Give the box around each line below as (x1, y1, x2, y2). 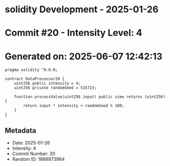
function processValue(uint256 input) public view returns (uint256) (14, 94, 166, 99)
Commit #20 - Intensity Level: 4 (5, 27, 142, 39)
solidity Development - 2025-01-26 (5, 4, 159, 15)
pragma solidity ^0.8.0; (5, 68, 58, 73)
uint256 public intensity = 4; (14, 81, 81, 86)
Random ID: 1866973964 (12, 156, 65, 162)
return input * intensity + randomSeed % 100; (23, 103, 124, 109)
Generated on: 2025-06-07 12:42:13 (5, 50, 162, 62)
